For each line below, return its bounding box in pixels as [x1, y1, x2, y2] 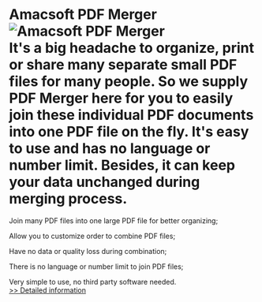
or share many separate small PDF [9, 56, 238, 74]
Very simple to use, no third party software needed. [9, 277, 177, 286]
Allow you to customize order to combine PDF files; [9, 231, 176, 240]
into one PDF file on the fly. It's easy [9, 123, 249, 141]
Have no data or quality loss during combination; [9, 246, 167, 255]
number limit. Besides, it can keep [9, 156, 236, 174]
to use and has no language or [9, 140, 211, 158]
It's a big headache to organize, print [9, 39, 255, 57]
